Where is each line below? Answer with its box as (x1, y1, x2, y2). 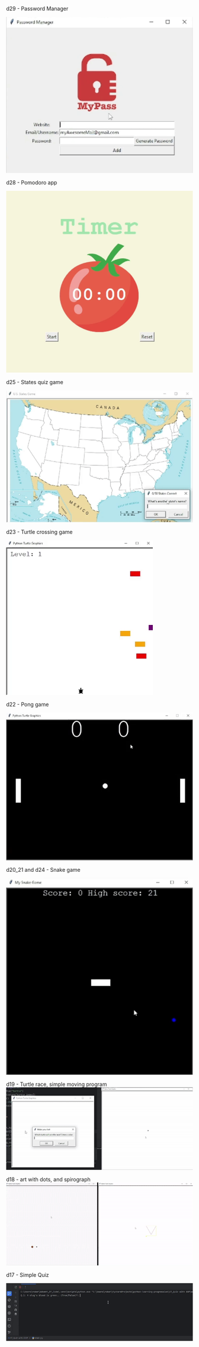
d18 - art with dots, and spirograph (6, 1176, 91, 1183)
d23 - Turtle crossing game (6, 528, 73, 535)
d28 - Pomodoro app (6, 179, 57, 186)
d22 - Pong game (6, 701, 49, 708)
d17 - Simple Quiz (6, 1271, 49, 1278)
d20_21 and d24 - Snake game (6, 866, 81, 874)
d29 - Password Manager (6, 5, 69, 12)
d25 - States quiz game (6, 379, 63, 386)
